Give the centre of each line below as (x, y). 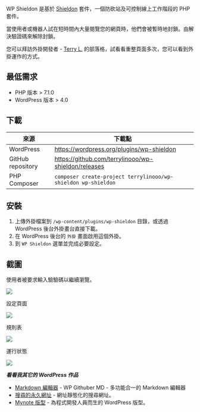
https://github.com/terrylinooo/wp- (104, 158)
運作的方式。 (27, 56)
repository (24, 166)
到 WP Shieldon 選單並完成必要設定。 (60, 244)
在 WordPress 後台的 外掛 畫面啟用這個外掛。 (70, 236)
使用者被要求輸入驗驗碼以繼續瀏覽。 (51, 280)
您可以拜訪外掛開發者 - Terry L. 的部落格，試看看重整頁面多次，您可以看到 (97, 49)
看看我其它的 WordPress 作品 (42, 375)
